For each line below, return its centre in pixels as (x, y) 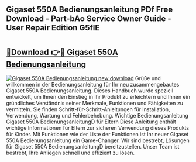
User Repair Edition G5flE (53, 28)
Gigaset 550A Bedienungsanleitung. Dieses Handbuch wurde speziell (90, 91)
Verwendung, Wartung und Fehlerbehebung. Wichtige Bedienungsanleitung (97, 116)
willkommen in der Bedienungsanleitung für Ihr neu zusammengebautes (93, 85)
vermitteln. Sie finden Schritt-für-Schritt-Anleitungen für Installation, (88, 109)
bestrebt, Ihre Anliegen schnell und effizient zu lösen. (70, 153)
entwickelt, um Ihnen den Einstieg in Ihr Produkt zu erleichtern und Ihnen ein (98, 97)
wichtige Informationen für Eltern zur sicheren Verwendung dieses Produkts (97, 128)
